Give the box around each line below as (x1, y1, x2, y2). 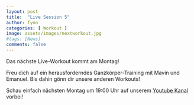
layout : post (6, 8, 38, 15)
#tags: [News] (6, 36, 41, 42)
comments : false (6, 42, 46, 48)
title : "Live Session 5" (6, 14, 70, 20)
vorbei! (6, 93, 24, 100)
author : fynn (6, 19, 38, 25)
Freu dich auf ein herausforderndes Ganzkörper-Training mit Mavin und (6, 69, 180, 76)
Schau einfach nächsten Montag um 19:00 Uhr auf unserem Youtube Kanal (6, 87, 188, 94)
